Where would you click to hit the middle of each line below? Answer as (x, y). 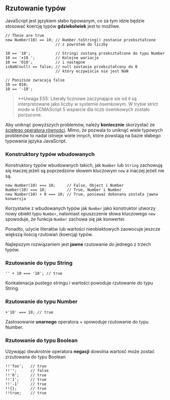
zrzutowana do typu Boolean (36, 357)
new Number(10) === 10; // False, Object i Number (65, 186)
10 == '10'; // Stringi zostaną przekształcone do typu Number (85, 53)
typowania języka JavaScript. (36, 141)
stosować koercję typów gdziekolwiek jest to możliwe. (63, 26)
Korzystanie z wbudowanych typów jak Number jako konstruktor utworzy (81, 208)
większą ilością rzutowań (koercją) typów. (49, 235)
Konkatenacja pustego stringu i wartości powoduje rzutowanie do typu (79, 283)
